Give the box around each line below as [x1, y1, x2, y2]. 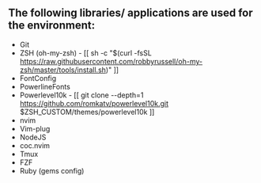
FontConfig [19, 73, 57, 82]
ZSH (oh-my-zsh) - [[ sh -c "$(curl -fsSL [19, 48, 152, 58]
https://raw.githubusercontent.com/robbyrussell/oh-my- [19, 56, 203, 66]
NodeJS [19, 132, 47, 142]
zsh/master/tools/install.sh [19, 65, 107, 74]
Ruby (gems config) [19, 166, 85, 175]
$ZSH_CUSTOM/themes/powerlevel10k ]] [19, 107, 155, 116]
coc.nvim [19, 140, 50, 150]
